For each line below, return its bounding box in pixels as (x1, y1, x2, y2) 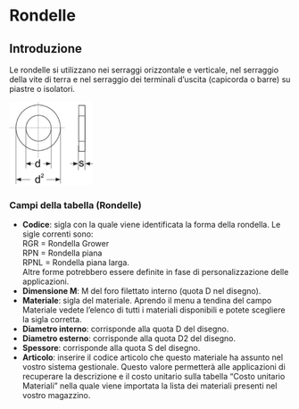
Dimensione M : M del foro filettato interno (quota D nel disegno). (21, 286, 262, 296)
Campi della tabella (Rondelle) (9, 198, 142, 211)
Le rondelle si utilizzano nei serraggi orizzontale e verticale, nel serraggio (9, 64, 279, 75)
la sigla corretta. (21, 314, 82, 325)
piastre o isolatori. (9, 84, 76, 94)
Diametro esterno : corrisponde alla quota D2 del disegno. (21, 333, 237, 344)
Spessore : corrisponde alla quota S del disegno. (21, 343, 201, 354)
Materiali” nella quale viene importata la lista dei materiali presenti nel (21, 380, 278, 391)
